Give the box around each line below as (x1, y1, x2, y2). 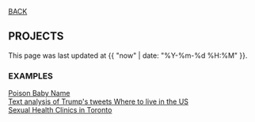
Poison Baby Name (8, 89, 70, 98)
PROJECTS (8, 29, 64, 43)
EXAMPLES (8, 71, 53, 82)
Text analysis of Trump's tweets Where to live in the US (8, 97, 188, 106)
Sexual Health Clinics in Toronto (8, 105, 112, 115)
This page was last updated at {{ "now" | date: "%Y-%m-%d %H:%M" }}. (8, 51, 248, 60)
